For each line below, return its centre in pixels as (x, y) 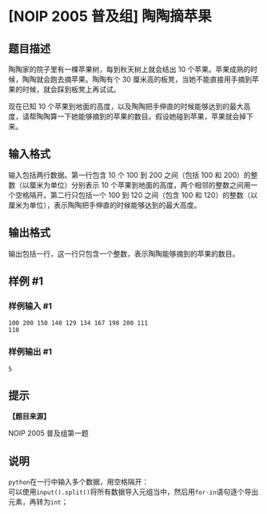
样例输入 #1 (30, 306)
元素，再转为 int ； (38, 502)
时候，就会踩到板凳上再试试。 (71, 89)
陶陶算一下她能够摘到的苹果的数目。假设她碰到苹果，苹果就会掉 (141, 116)
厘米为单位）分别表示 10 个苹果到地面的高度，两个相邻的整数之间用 (140, 184)
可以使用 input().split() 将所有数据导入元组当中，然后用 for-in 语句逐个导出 (133, 492)
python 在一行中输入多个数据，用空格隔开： (79, 482)
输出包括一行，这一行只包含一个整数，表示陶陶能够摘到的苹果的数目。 (124, 253)
